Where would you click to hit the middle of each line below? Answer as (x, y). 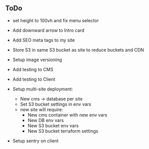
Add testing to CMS (33, 69)
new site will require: (41, 109)
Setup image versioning (37, 60)
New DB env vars (46, 120)
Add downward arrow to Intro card (48, 30)
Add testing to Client (34, 79)
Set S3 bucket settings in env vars (56, 104)
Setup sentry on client (36, 140)
